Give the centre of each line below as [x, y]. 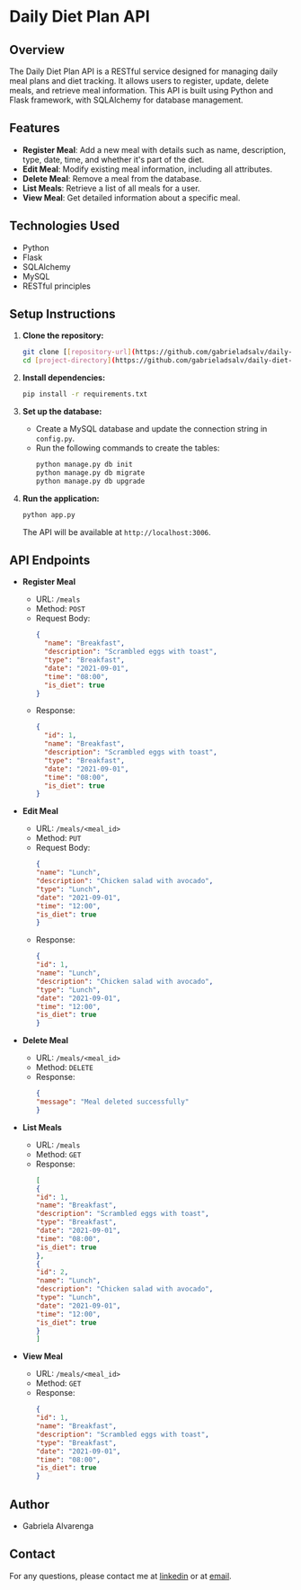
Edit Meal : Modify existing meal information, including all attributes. [147, 169]
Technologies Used [64, 226]
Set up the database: [62, 412]
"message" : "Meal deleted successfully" [112, 1102]
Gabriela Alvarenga [58, 1525]
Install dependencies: [64, 378]
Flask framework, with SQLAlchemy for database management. [127, 100]
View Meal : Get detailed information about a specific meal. [131, 197]
